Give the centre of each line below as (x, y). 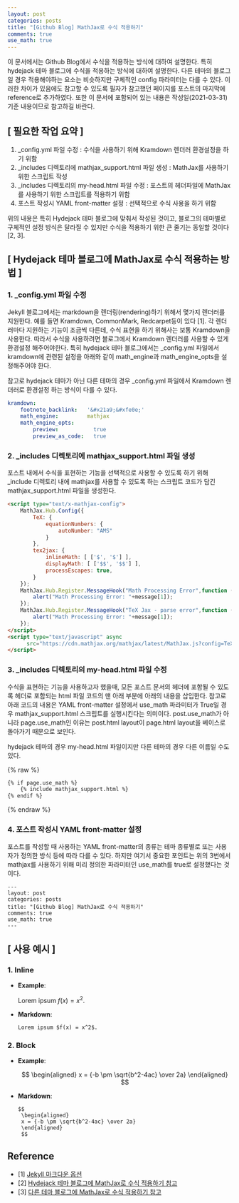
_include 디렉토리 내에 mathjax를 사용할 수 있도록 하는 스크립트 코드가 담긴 (111, 482)
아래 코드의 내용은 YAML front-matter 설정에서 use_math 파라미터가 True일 (113, 705)
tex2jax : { (49, 550)
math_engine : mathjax (65, 416)
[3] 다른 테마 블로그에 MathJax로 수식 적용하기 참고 (90, 1192)
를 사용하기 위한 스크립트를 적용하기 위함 (74, 194)
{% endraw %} (29, 810)
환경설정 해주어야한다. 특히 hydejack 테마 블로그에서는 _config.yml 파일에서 (113, 348)
